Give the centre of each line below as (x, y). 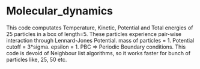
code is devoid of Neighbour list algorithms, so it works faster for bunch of (98, 53)
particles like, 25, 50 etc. (37, 59)
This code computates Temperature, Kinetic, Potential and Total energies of (100, 28)
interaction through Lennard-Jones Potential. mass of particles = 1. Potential (100, 40)
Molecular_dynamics (59, 11)
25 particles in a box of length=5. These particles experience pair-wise (94, 34)
